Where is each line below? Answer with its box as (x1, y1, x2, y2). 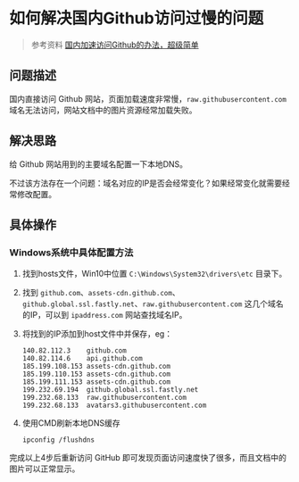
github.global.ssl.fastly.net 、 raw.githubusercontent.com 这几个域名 (21, 298, 284, 309)
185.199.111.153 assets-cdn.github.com (21, 378, 171, 386)
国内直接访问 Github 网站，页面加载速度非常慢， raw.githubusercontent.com (9, 93, 287, 104)
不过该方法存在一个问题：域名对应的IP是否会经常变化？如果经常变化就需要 (9, 178, 283, 188)
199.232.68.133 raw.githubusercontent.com (21, 394, 187, 403)
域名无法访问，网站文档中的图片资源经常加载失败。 (9, 104, 197, 115)
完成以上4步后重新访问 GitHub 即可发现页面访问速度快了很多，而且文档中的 (9, 453, 287, 463)
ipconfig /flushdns (21, 436, 96, 445)
